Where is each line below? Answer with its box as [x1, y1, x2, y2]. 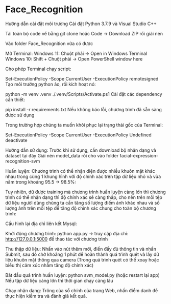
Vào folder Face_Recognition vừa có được [5, 40, 93, 47]
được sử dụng [5, 112, 35, 118]
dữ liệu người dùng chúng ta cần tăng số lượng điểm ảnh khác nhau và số [5, 199, 160, 206]
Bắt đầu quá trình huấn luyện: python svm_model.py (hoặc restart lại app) [5, 272, 160, 278]
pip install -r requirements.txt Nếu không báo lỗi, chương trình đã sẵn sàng [5, 106, 162, 112]
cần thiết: [5, 96, 26, 103]
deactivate [5, 137, 28, 143]
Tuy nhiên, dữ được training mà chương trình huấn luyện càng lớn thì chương [5, 189, 166, 195]
